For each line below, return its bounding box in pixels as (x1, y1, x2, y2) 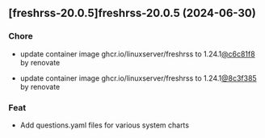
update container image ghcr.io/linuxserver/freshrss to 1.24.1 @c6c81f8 (19, 48, 256, 59)
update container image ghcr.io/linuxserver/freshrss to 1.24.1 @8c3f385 (19, 73, 257, 83)
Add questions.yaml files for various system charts (19, 120, 190, 130)
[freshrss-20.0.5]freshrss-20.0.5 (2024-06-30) (8, 6, 256, 20)
